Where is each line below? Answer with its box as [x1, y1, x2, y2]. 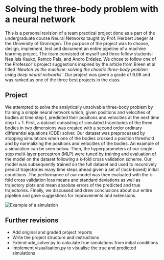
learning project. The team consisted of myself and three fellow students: [5, 50, 153, 57]
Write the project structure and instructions [12, 234, 99, 240]
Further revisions [5, 216, 59, 225]
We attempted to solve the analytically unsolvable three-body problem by [5, 104, 153, 110]
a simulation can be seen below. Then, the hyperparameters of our [5, 145, 140, 151]
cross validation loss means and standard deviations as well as [14, 177, 141, 183]
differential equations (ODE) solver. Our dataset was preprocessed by [5, 130, 145, 136]
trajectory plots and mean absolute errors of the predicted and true [5, 182, 141, 188]
